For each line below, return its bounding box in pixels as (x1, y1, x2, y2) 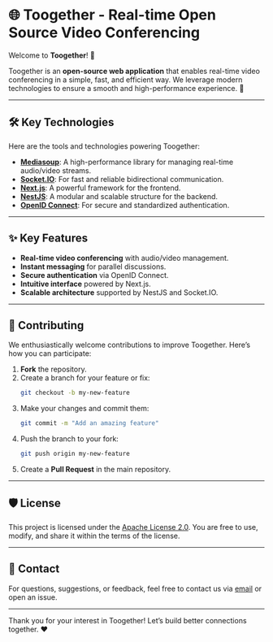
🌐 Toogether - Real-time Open (8, 6, 217, 24)
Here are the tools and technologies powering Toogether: (8, 141, 201, 151)
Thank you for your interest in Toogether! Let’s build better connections (8, 615, 247, 625)
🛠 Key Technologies (8, 115, 115, 129)
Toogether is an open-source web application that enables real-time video (8, 66, 260, 76)
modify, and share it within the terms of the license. (8, 531, 180, 540)
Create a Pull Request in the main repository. (19, 465, 171, 474)
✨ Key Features (8, 232, 88, 245)
